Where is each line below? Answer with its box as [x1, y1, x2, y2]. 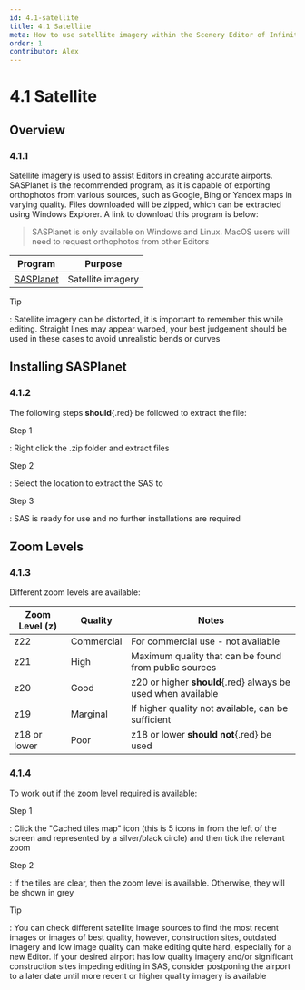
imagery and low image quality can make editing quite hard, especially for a [9, 941, 292, 952]
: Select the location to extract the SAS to [9, 478, 163, 489]
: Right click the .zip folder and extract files [9, 442, 170, 453]
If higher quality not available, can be [131, 702, 289, 715]
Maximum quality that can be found [131, 650, 282, 663]
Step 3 [9, 495, 34, 506]
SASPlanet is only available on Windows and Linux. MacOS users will [31, 226, 290, 237]
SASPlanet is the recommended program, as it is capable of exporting [9, 180, 271, 191]
